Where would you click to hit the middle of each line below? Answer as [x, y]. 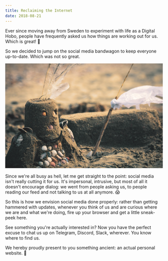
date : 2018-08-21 [23, 16]
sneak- [148, 212]
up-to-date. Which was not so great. [43, 56]
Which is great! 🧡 [23, 41]
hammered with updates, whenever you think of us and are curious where [81, 207]
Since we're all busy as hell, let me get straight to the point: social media [79, 176]
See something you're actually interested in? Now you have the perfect [78, 227]
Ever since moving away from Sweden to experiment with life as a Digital [80, 30]
